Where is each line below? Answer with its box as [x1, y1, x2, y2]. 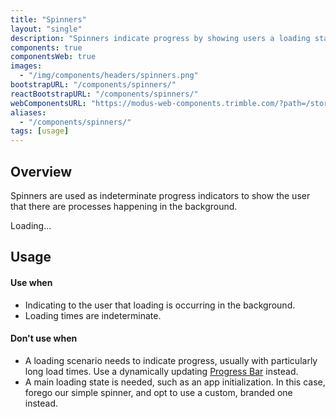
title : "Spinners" [10, 14, 87, 25]
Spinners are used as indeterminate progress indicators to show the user [10, 189, 311, 201]
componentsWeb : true [10, 52, 97, 62]
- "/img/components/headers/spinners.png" [19, 71, 199, 81]
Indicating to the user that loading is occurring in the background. [24, 299, 296, 311]
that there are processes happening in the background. [10, 200, 238, 212]
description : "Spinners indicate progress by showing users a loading [10, 33, 311, 43]
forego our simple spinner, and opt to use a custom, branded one [24, 386, 293, 398]
